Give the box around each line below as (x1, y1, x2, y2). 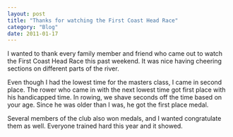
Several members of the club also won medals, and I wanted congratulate (7, 114, 222, 123)
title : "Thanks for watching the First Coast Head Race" (7, 17, 179, 24)
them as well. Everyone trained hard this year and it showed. (7, 121, 184, 131)
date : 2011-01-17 (7, 30, 59, 37)
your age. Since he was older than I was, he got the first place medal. (7, 100, 209, 109)
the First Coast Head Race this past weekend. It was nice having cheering (7, 57, 222, 66)
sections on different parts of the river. (7, 64, 119, 73)
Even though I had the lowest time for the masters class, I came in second (7, 78, 222, 87)
